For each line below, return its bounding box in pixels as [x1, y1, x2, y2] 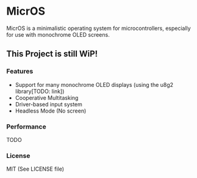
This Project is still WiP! [6, 49, 98, 59]
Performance [6, 122, 47, 131]
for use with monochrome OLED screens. [6, 31, 110, 38]
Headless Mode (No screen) [15, 107, 87, 114]
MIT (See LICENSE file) [6, 165, 65, 172]
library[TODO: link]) [15, 87, 65, 95]
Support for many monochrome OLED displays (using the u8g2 [15, 81, 174, 88]
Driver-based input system [15, 100, 82, 108]
